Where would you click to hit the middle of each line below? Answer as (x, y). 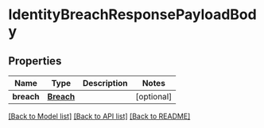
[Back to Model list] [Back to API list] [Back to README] (99, 116)
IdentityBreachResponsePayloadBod (132, 15)
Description (105, 83)
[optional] (154, 97)
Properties (35, 61)
